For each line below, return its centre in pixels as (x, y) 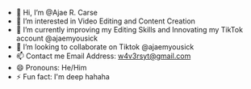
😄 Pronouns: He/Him (51, 68)
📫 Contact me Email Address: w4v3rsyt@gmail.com (103, 56)
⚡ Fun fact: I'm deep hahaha (63, 76)
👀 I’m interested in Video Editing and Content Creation (106, 21)
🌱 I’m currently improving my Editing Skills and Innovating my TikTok (130, 30)
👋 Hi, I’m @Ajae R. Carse (57, 13)
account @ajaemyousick (57, 38)
